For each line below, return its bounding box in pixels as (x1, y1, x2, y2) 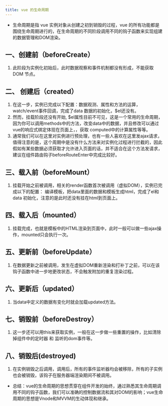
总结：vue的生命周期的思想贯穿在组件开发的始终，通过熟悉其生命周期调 (12, 383, 162, 389)
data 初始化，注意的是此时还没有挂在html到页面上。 (12, 195, 121, 201)
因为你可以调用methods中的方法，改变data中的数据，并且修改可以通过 (12, 120, 159, 126)
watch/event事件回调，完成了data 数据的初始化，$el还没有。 (12, 108, 139, 114)
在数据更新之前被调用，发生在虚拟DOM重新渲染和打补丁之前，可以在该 (12, 262, 160, 268)
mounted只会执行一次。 (21, 231, 71, 237)
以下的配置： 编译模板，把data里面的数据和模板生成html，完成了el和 (17, 189, 159, 195)
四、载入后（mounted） (5, 211, 80, 219)
